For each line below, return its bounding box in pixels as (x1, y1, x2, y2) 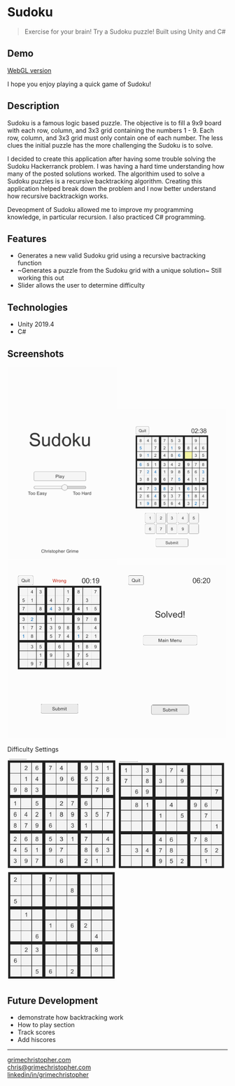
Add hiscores (17, 1035, 56, 1043)
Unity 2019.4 (17, 320, 55, 329)
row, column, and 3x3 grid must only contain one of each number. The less (7, 134, 224, 142)
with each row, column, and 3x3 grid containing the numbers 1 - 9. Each (7, 126, 215, 134)
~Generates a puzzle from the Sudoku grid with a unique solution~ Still (17, 267, 222, 275)
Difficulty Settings (7, 745, 59, 754)
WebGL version (7, 66, 52, 74)
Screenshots (7, 348, 64, 360)
